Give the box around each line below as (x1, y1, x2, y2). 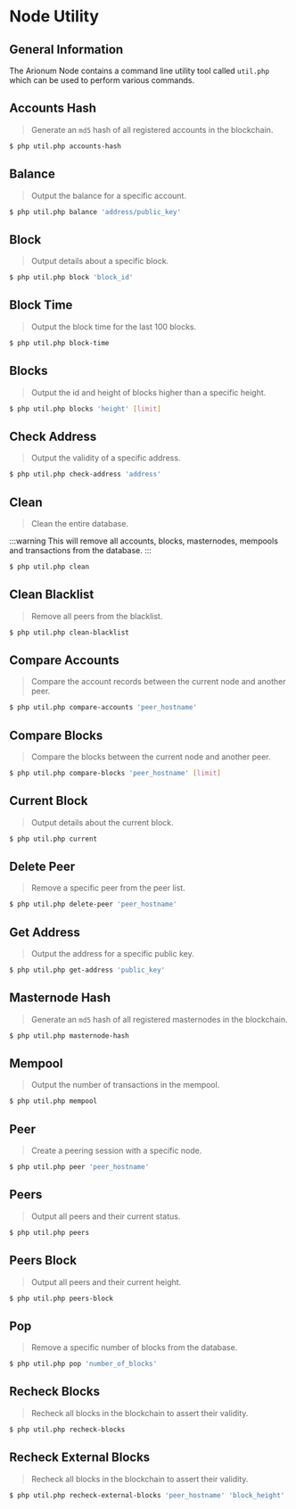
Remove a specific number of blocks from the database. (30, 1342, 238, 1353)
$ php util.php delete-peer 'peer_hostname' (9, 900, 177, 909)
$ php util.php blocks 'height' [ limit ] (9, 404, 162, 413)
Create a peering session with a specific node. (30, 1145, 202, 1157)
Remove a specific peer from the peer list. (30, 883, 185, 893)
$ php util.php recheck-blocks (9, 1425, 126, 1434)
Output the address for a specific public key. (30, 949, 194, 959)
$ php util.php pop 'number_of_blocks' (9, 1359, 158, 1369)
